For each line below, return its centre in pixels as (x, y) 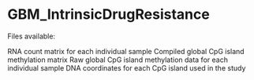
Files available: (32, 36)
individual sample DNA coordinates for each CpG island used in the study (127, 67)
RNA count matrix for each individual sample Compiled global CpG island (126, 51)
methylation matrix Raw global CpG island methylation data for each (118, 60)
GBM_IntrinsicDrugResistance (108, 15)
